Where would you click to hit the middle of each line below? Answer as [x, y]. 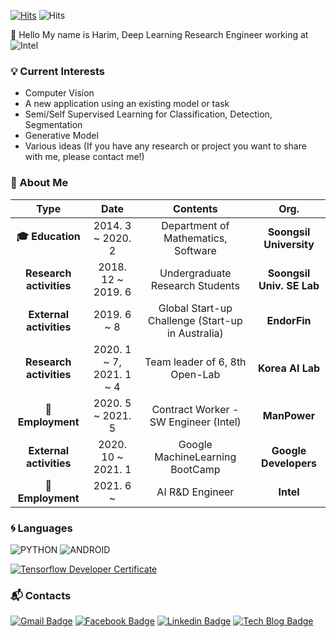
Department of [195, 225]
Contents [195, 208]
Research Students [195, 285]
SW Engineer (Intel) [195, 422]
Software [195, 250]
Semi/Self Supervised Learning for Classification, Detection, [148, 114]
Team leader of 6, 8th [195, 362]
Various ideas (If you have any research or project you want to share [165, 146]
